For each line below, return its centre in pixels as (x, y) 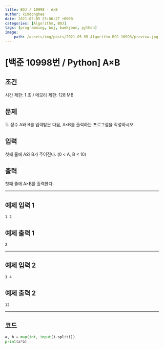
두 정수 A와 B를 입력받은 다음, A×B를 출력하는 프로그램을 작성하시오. (70, 124)
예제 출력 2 (20, 293)
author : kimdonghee (25, 14)
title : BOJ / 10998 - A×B (31, 10)
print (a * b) (16, 342)
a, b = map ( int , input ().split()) (40, 337)
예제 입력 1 (20, 205)
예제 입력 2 (20, 266)
